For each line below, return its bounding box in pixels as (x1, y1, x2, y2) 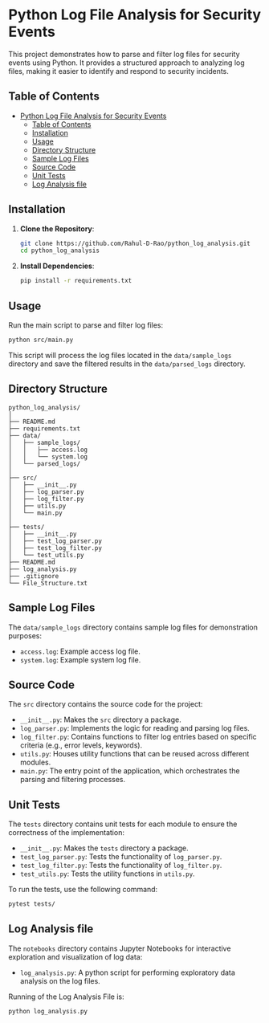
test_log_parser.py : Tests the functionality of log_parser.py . (19, 852, 222, 862)
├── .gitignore (8, 572, 59, 580)
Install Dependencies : (19, 261, 95, 271)
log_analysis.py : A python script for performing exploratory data (19, 968, 235, 977)
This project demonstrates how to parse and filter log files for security (8, 49, 240, 59)
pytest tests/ (8, 900, 56, 908)
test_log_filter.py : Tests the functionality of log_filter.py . (19, 861, 222, 870)
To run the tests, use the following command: (8, 885, 158, 895)
